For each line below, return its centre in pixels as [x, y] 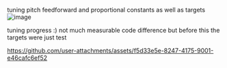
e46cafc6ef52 [27, 58]
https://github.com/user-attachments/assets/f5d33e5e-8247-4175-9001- [110, 51]
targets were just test [37, 37]
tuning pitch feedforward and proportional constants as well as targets [106, 10]
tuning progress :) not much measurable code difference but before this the [113, 30]
